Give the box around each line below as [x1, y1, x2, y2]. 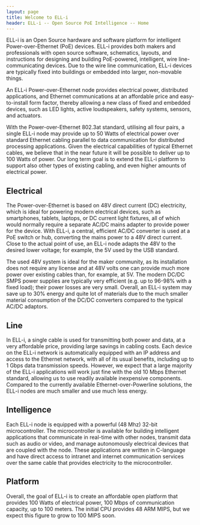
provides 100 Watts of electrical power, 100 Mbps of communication [6, 499, 175, 506]
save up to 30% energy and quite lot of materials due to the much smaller [6, 290, 189, 298]
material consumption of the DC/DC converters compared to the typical [6, 296, 183, 304]
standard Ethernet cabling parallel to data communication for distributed [6, 137, 185, 144]
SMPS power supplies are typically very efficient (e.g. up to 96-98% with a [6, 277, 192, 284]
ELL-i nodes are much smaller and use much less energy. [6, 387, 148, 395]
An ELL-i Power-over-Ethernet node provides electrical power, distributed [6, 87, 188, 94]
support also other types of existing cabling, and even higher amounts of [6, 162, 187, 169]
